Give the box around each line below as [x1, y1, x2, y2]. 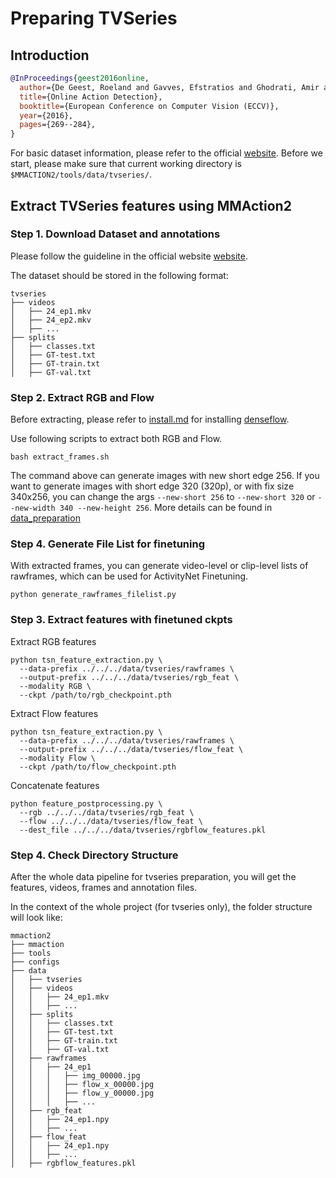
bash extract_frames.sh [10, 452, 110, 462]
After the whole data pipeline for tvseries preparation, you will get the [10, 871, 297, 882]
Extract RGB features [10, 635, 97, 647]
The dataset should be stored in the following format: [10, 269, 229, 281]
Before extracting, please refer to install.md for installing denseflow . [10, 413, 290, 426]
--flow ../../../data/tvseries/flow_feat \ [19, 816, 203, 826]
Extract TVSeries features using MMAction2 [10, 197, 292, 214]
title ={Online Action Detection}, [19, 92, 163, 102]
